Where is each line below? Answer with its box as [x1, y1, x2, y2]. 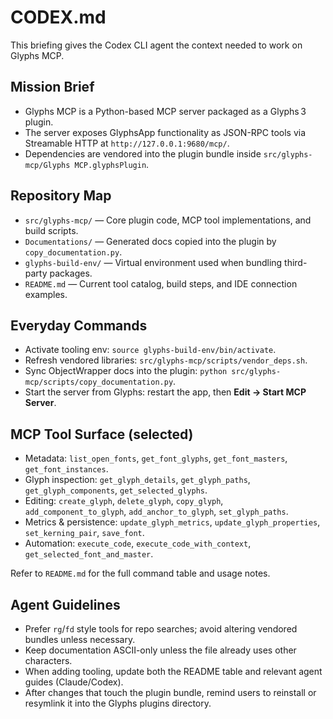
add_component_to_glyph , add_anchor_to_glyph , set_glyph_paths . [24, 506, 289, 518]
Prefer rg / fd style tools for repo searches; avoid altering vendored [24, 623, 298, 635]
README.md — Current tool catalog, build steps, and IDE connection [24, 277, 298, 290]
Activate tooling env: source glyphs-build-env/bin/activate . [24, 344, 277, 356]
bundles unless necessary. [24, 634, 136, 645]
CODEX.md [10, 6, 107, 29]
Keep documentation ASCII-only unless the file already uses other [24, 644, 297, 656]
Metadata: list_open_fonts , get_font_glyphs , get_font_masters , [24, 452, 288, 465]
